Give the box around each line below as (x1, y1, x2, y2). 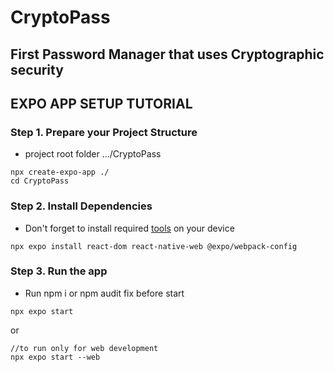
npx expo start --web (10, 352, 101, 362)
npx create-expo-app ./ (10, 167, 110, 178)
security (10, 61, 64, 78)
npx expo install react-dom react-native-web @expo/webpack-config (10, 241, 298, 251)
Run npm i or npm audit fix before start (24, 287, 185, 299)
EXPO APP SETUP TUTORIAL (10, 95, 193, 112)
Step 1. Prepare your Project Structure (10, 125, 198, 139)
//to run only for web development (10, 343, 159, 353)
